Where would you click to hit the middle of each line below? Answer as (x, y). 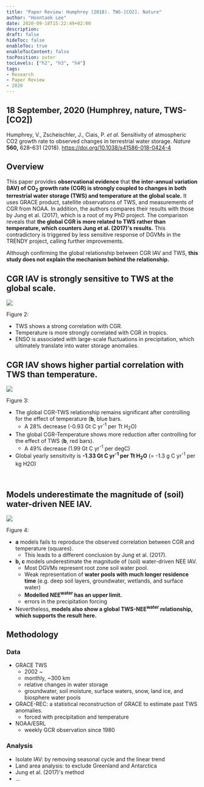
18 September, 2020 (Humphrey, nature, (84, 110)
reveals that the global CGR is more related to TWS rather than (86, 222)
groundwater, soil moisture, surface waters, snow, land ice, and (104, 691)
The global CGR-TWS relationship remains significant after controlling (102, 412)
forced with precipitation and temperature (76, 717)
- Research (20, 74)
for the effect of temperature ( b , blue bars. (69, 419)
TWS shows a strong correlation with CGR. (69, 326)
